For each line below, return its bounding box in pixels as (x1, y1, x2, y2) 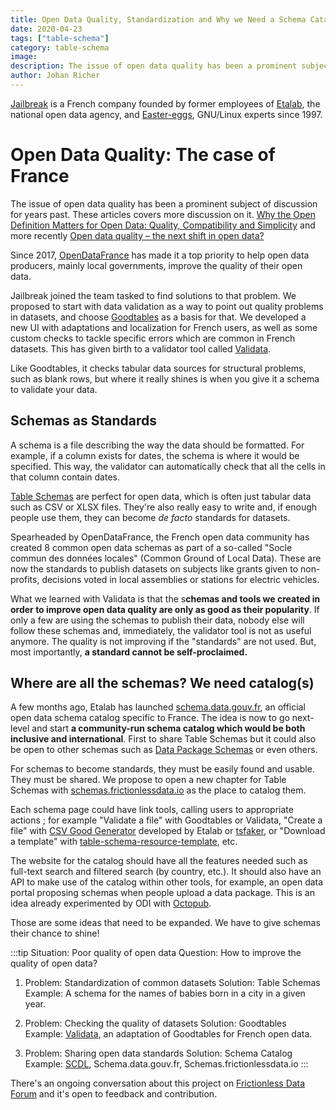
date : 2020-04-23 (10, 24, 83, 34)
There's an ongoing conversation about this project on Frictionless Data (10, 1077, 306, 1090)
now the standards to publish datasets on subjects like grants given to (10, 562, 299, 575)
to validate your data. (10, 383, 98, 395)
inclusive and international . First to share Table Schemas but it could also (10, 733, 317, 745)
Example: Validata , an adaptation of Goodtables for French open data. (24, 1028, 313, 1040)
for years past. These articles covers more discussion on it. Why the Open (10, 208, 316, 220)
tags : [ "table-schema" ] (10, 33, 110, 43)
